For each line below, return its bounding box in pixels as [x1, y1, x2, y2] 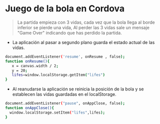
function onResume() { [5, 59, 50, 64]
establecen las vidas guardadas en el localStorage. [12, 91, 116, 97]
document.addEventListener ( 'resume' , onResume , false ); [5, 54, 125, 59]
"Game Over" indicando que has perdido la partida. [17, 30, 122, 36]
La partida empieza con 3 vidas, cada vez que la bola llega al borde [17, 19, 155, 25]
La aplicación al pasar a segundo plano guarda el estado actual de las [12, 39, 155, 45]
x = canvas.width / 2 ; [11, 63, 58, 68]
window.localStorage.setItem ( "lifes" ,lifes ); [9, 110, 106, 115]
